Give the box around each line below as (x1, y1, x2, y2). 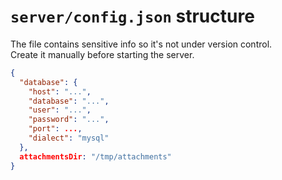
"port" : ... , (28, 124, 83, 134)
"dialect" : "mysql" (28, 133, 110, 144)
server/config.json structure (10, 5, 255, 28)
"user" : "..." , (28, 105, 92, 115)
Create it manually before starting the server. (10, 48, 195, 60)
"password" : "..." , (28, 115, 110, 125)
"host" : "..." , (28, 86, 92, 97)
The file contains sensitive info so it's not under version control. (10, 38, 273, 50)
